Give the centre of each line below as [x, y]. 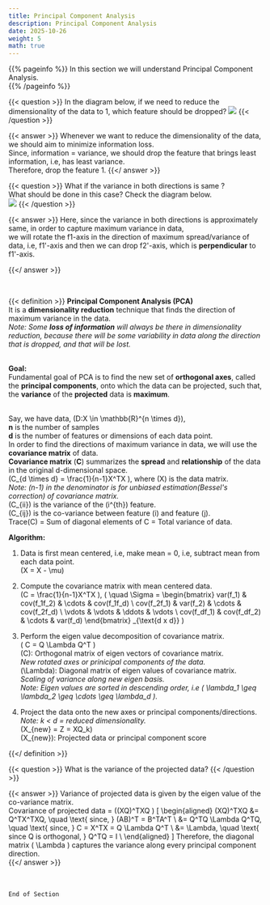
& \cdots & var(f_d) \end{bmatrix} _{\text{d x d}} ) [102, 621]
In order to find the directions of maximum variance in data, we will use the [133, 444]
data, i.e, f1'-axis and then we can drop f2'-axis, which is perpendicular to [132, 246]
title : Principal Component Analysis [72, 16]
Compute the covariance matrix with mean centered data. [116, 586]
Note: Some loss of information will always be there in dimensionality [125, 327]
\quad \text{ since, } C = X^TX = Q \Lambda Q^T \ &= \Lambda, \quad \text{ [134, 828]
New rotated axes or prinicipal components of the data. [113, 662]
